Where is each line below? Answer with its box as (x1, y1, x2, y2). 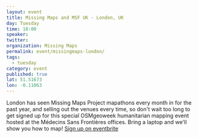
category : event (6, 65, 48, 72)
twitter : (6, 37, 29, 43)
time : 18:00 (6, 26, 37, 32)
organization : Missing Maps (6, 43, 78, 49)
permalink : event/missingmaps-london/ (6, 49, 105, 55)
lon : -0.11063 (6, 83, 43, 89)
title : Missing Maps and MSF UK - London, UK (6, 15, 124, 21)
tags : (6, 54, 20, 60)
